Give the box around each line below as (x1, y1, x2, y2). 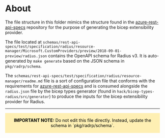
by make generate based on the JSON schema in (27, 58, 125, 64)
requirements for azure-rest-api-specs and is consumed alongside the (5, 83, 148, 89)
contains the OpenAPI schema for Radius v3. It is (48, 52, 147, 59)
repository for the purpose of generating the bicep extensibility (26, 24, 154, 30)
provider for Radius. (5, 98, 45, 104)
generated (5, 58, 26, 64)
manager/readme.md (5, 79, 43, 84)
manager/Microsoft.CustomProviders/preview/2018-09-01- (5, 48, 122, 53)
